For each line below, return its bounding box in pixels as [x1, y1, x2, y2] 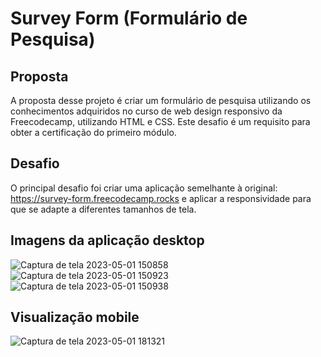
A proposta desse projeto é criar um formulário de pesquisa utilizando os [10, 95, 312, 106]
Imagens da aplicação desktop [10, 232, 205, 249]
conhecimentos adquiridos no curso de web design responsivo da [10, 105, 283, 117]
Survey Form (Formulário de [10, 7, 248, 30]
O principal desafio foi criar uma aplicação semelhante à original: [10, 182, 278, 194]
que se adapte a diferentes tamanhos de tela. [10, 203, 197, 215]
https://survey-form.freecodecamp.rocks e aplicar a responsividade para [10, 192, 312, 204]
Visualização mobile [10, 309, 140, 326]
